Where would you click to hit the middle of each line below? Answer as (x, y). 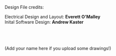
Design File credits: (24, 7)
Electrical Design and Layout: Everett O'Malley (53, 17)
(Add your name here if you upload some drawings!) (58, 48)
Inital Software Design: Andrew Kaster (44, 22)
